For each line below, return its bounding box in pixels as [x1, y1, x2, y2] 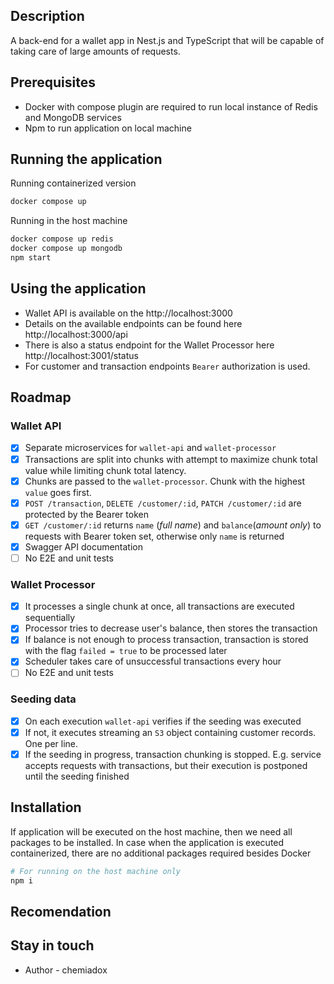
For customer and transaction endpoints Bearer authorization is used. [24, 360, 311, 372]
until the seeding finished [24, 770, 130, 782]
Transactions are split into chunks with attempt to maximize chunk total [24, 453, 318, 465]
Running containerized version [10, 177, 137, 189]
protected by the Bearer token [24, 508, 149, 520]
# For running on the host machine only [10, 866, 182, 876]
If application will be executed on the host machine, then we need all [10, 825, 293, 838]
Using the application [10, 280, 147, 298]
